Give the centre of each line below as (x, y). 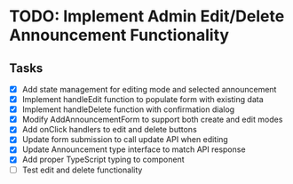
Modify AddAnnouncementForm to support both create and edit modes (152, 120)
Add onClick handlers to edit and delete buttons (109, 130)
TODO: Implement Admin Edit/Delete (147, 16)
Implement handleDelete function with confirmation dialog (128, 109)
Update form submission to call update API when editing (125, 140)
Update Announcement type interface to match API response (134, 149)
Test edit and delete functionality (82, 170)
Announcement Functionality (119, 35)
